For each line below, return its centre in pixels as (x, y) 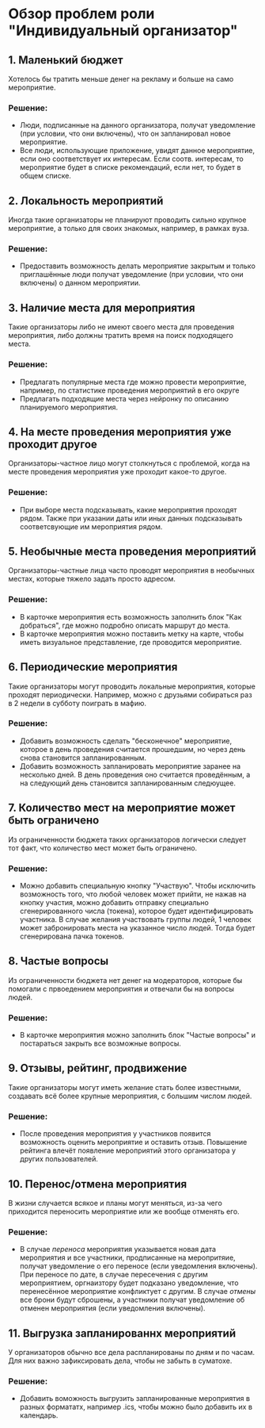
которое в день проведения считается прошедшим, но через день (132, 749)
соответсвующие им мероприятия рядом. (91, 526)
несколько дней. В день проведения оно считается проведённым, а (135, 774)
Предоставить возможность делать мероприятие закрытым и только (137, 266)
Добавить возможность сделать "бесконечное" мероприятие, (126, 741)
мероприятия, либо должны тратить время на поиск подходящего (121, 336)
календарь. (39, 1415)
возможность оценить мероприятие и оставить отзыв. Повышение (133, 1142)
